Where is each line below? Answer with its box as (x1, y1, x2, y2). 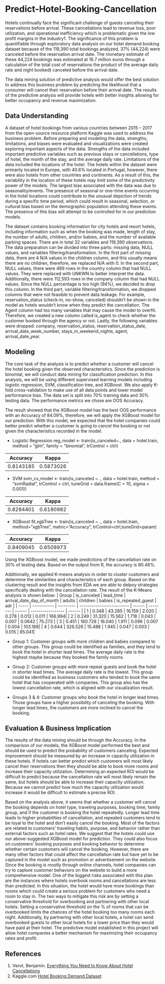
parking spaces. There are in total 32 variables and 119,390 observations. (5, 239, 154, 245)
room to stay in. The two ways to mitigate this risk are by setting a (5, 893, 139, 899)
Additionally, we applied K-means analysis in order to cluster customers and (5, 571, 159, 577)
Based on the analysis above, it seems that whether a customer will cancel (5, 799, 157, 805)
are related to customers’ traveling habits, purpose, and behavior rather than (5, 825, 160, 831)
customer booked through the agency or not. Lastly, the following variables (5, 317, 158, 323)
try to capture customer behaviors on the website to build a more (5, 867, 137, 873)
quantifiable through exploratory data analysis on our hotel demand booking (5, 40, 160, 46)
